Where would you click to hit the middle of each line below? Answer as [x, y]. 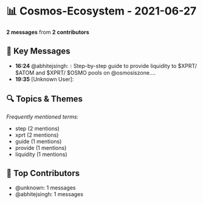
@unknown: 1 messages [45, 188]
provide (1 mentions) [41, 148]
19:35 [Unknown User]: [44, 79]
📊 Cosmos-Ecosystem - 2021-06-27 [101, 11]
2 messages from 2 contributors [48, 32]
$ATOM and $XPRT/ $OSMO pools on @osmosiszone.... [85, 72]
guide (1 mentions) [38, 141]
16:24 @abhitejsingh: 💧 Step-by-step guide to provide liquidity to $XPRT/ [106, 66]
